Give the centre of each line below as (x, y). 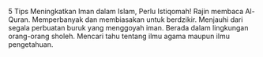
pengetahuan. (31, 45)
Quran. (19, 20)
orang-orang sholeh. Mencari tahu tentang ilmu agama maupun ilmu (119, 36)
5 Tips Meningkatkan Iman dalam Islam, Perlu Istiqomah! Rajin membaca (126, 11)
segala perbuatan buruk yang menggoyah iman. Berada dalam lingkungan (128, 28)
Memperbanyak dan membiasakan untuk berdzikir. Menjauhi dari (137, 20)
